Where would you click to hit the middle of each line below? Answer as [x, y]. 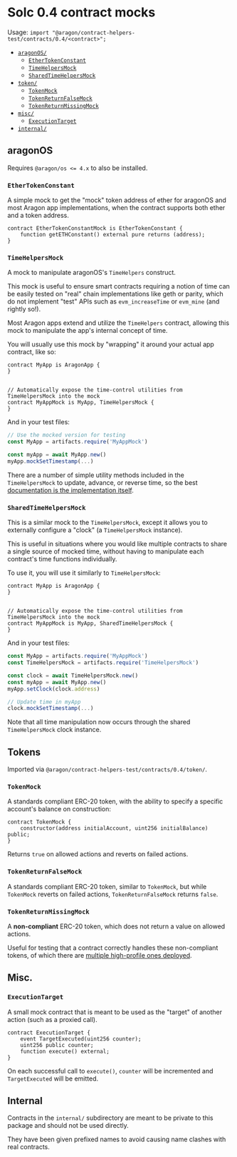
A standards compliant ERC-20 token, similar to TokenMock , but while [107, 886]
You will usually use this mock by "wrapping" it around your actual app [111, 344]
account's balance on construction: [59, 809]
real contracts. [28, 1147]
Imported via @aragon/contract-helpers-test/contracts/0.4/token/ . [107, 769]
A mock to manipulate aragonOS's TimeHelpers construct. [92, 273]
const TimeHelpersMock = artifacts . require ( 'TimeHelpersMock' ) [103, 663]
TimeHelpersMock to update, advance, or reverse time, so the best [102, 482]
